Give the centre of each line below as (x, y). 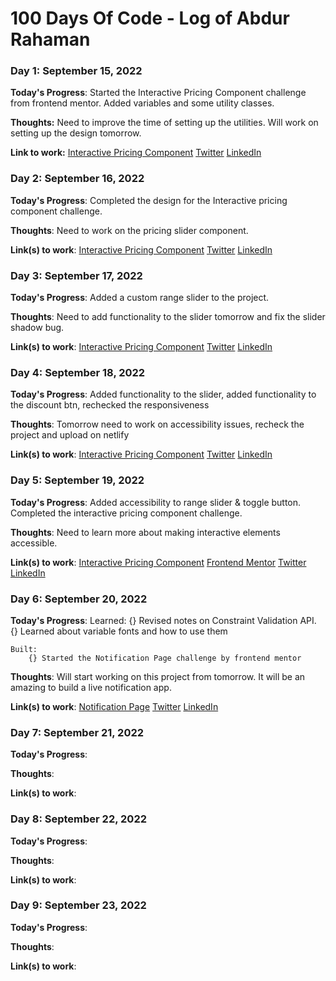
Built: (24, 649)
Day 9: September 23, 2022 (78, 905)
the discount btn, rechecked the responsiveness (110, 405)
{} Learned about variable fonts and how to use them (119, 631)
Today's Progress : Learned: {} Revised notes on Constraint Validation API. (163, 620)
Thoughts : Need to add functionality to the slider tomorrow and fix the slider (168, 317)
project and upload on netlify (70, 435)
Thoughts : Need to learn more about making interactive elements (145, 532)
